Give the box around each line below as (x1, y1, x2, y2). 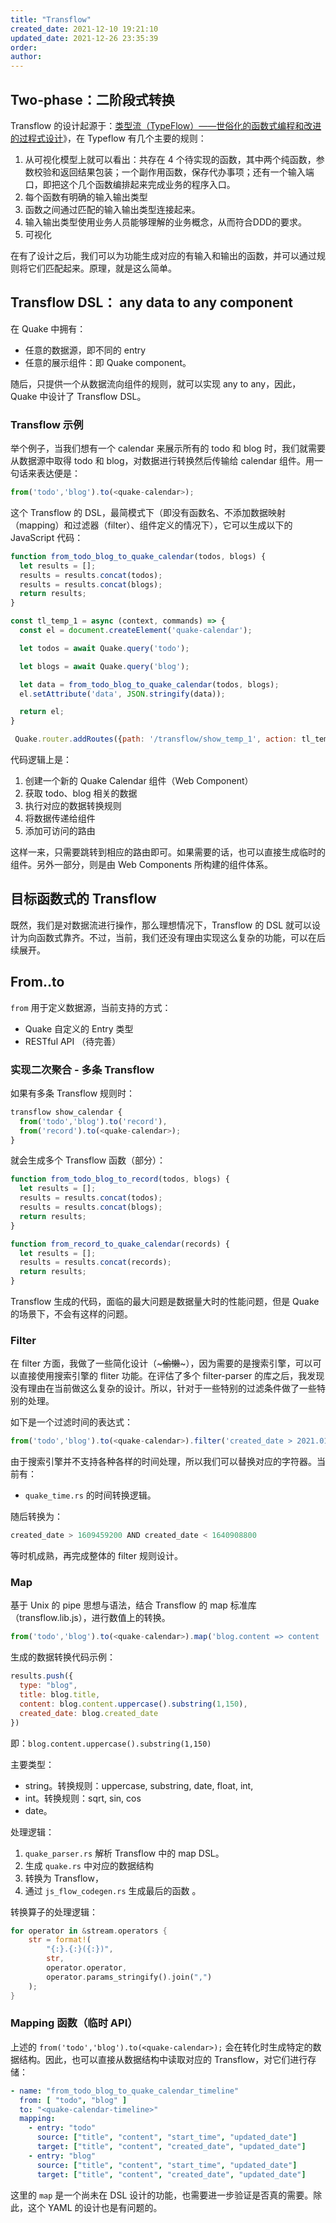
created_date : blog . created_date (19, 1708, 159, 1718)
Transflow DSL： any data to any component (10, 294, 293, 311)
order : (10, 42, 38, 53)
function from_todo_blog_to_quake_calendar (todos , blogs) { (10, 551, 267, 561)
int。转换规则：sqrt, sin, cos (24, 1792, 142, 1804)
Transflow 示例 (10, 417, 84, 431)
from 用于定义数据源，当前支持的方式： (10, 1001, 172, 1013)
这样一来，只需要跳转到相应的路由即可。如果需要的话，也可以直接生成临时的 (10, 846, 326, 858)
